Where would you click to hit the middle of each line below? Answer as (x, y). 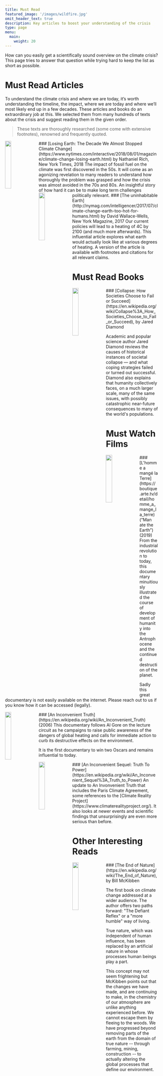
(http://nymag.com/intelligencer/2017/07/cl (115, 206)
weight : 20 (25, 41)
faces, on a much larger (130, 388)
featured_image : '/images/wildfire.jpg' (47, 14)
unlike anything (121, 1007)
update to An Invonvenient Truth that (109, 785)
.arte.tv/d (148, 494)
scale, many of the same (130, 393)
